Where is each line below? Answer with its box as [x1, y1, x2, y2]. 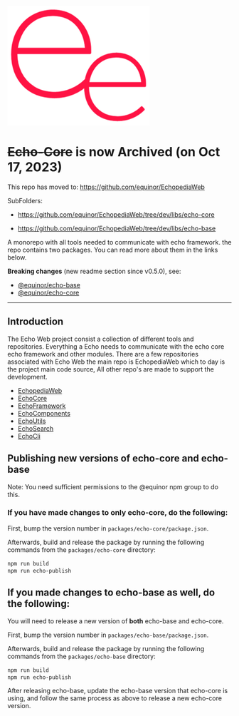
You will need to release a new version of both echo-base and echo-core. [7, 616, 224, 625]
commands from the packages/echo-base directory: [7, 652, 156, 660]
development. [7, 372, 48, 381]
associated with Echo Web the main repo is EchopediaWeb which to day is [7, 357, 225, 366]
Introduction [7, 316, 64, 328]
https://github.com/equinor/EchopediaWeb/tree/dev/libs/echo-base [17, 224, 216, 232]
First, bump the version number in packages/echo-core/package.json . [7, 523, 209, 533]
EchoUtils [17, 416, 46, 425]
